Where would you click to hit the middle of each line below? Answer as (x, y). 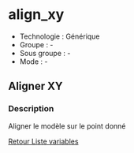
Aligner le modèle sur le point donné (67, 126)
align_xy (36, 15)
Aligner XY (35, 86)
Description (31, 109)
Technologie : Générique (60, 36)
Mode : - (33, 62)
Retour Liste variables (43, 141)
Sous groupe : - (45, 53)
